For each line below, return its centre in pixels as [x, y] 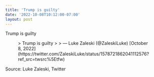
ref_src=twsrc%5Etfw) [41, 59]
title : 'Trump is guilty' [32, 10]
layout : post [19, 19]
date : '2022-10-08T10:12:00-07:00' [43, 15]
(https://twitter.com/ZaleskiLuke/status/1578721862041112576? [84, 54]
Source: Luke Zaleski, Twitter [35, 69]
